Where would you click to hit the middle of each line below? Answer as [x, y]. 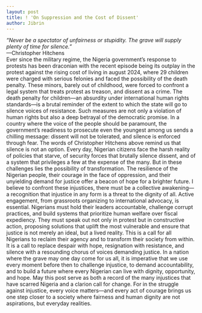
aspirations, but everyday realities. [49, 303]
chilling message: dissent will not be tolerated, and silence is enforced [93, 137]
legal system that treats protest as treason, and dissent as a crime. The [94, 92]
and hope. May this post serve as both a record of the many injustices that [99, 278]
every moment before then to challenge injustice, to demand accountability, [100, 265]
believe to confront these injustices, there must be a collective [84, 188]
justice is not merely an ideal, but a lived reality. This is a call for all [89, 233]
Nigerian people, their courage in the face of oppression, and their [88, 175]
